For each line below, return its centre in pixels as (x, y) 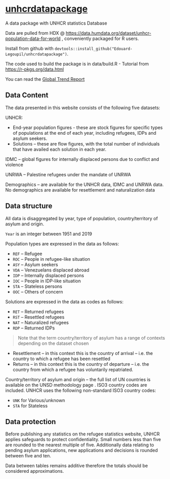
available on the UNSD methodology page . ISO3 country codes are (76, 385)
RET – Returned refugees (38, 311)
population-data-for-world (33, 38)
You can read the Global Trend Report (45, 79)
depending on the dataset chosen (53, 343)
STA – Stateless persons (37, 286)
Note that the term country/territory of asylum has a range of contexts (91, 338)
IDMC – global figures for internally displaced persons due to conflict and (82, 159)
